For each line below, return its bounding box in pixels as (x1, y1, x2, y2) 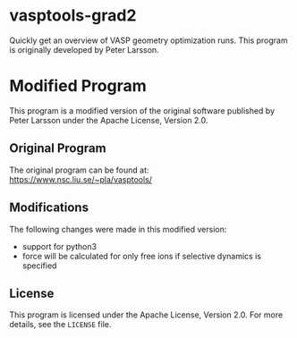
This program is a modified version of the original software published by (9, 105, 276, 116)
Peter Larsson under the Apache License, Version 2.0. (9, 114, 208, 125)
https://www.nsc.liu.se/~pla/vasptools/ (9, 173, 153, 184)
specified (21, 260, 57, 271)
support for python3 (21, 241, 97, 251)
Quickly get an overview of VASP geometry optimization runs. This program (9, 35, 288, 46)
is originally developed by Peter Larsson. (9, 44, 159, 55)
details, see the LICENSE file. (9, 319, 112, 330)
